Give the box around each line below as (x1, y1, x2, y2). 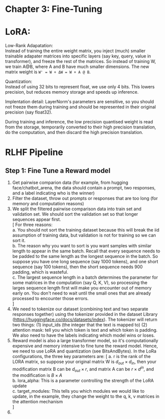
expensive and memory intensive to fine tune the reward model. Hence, (12, 343, 158, 349)
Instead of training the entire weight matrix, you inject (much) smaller (5, 48, 146, 54)
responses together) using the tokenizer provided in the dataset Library (12, 311, 158, 317)
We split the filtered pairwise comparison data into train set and (12, 206, 142, 212)
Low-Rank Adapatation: (5, 43, 53, 49)
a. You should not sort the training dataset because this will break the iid (12, 227, 160, 233)
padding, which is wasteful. (12, 269, 68, 275)
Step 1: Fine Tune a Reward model (5, 166, 111, 175)
